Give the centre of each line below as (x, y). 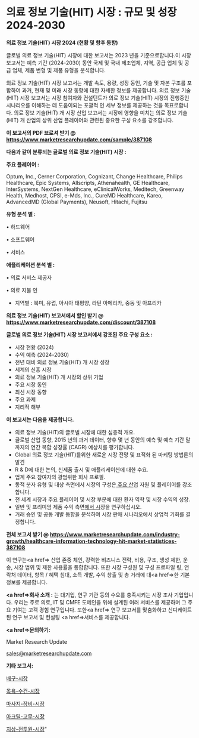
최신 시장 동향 (31, 392)
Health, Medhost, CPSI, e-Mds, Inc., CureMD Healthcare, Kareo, (85, 195)
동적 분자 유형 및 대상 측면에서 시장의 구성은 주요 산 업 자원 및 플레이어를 (98, 484)
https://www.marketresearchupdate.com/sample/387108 (79, 139)
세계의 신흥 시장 (33, 369)
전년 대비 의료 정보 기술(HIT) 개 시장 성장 (62, 362)
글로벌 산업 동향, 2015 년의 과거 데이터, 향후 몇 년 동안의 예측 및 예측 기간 (99, 440)
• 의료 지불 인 (22, 290)
